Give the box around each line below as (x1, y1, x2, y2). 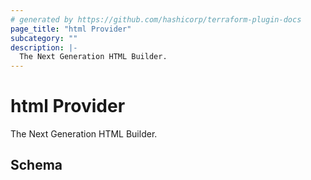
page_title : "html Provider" (10, 24, 132, 34)
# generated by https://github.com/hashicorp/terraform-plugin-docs (10, 14, 302, 25)
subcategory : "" (10, 33, 78, 43)
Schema (10, 157, 63, 174)
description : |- (10, 42, 78, 53)
